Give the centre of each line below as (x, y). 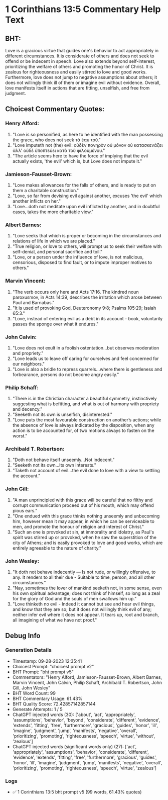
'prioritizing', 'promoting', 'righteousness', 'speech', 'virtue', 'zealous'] (85, 768)
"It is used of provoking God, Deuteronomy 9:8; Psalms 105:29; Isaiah (84, 308)
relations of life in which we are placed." (54, 241)
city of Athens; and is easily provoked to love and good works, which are (88, 543)
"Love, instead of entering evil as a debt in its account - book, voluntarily (88, 318)
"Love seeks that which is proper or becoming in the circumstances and (87, 236)
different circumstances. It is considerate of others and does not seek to (80, 56)
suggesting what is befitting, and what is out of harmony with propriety (86, 404)
